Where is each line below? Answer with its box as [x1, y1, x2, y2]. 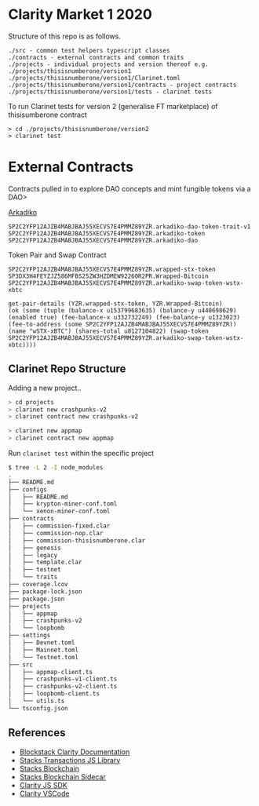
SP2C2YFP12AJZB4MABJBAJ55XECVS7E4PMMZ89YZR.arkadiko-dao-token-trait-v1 [8, 222, 251, 231]
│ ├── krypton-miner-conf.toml [8, 500, 118, 508]
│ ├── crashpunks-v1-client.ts [8, 675, 118, 684]
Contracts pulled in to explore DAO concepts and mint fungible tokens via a [8, 184, 251, 193]
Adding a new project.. [8, 383, 82, 392]
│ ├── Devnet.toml [8, 639, 76, 647]
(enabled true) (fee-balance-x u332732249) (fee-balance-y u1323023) [8, 313, 241, 321]
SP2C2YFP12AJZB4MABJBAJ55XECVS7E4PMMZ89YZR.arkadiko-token [8, 229, 206, 237]
